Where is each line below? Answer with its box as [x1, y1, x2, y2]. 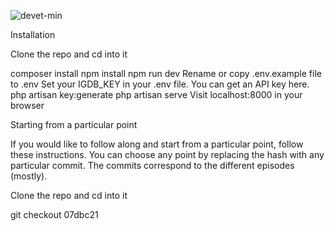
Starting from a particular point [10, 119, 138, 130]
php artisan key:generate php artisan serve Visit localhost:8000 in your [10, 89, 303, 100]
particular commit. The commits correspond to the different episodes [10, 160, 295, 171]
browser [10, 100, 45, 111]
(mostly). [10, 170, 48, 182]
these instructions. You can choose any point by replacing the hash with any [10, 149, 325, 160]
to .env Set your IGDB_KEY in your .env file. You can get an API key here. [10, 78, 310, 90]
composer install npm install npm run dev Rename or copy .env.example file [10, 68, 322, 79]
